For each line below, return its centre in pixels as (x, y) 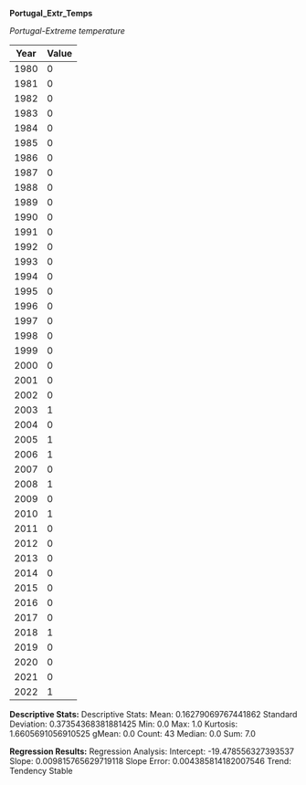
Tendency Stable (41, 771)
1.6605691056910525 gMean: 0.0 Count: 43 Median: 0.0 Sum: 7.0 (132, 733)
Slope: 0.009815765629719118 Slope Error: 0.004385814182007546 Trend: (151, 761)
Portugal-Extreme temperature (68, 31)
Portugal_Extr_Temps (51, 13)
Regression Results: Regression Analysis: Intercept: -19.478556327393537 (152, 751)
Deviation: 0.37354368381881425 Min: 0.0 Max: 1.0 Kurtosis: (124, 724)
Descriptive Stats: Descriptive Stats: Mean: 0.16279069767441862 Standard (153, 714)
